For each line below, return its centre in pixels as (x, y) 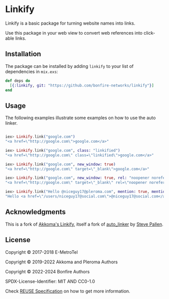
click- (149, 33)
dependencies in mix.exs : (32, 71)
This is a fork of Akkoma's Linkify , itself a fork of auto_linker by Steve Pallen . (84, 224)
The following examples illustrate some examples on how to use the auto (80, 118)
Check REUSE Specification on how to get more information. (68, 291)
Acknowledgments (36, 212)
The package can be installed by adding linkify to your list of (69, 66)
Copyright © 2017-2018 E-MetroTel (41, 252)
